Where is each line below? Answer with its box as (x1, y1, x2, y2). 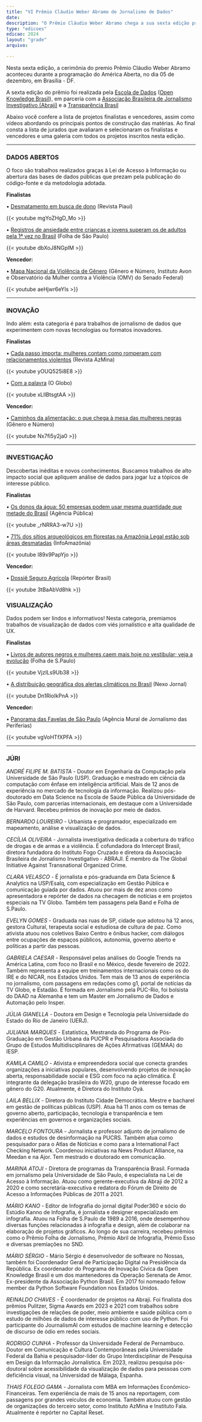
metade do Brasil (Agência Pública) (6, 510, 94, 517)
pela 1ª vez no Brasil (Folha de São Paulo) (6, 232, 109, 240)
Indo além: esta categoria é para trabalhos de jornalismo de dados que (6, 320, 182, 327)
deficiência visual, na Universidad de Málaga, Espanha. (6, 1371, 143, 1379)
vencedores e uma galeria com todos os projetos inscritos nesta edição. (6, 132, 185, 139)
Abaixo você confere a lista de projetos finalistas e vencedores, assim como (6, 113, 195, 120)
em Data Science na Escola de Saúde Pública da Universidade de (33, 793, 195, 801)
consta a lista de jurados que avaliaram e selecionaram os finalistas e (6, 126, 178, 133)
